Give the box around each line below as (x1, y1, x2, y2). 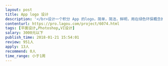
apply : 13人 (5, 44, 29, 49)
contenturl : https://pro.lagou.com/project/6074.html (5, 21, 120, 26)
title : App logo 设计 (5, 12, 49, 17)
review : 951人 (5, 40, 34, 45)
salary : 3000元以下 (5, 30, 43, 35)
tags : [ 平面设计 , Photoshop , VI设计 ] (5, 26, 75, 31)
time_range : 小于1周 (5, 53, 46, 59)
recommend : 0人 (5, 49, 36, 54)
